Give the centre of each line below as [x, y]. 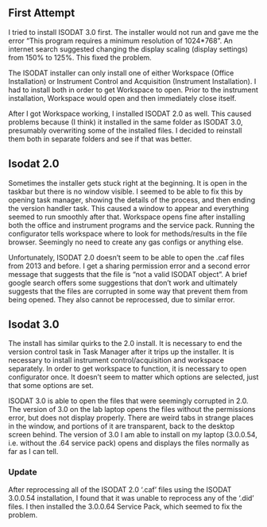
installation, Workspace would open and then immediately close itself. [122, 98]
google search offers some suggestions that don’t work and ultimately [123, 283]
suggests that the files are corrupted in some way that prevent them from [128, 291]
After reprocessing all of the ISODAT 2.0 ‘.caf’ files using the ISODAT [120, 489]
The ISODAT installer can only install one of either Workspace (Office [121, 73]
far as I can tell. [33, 452]
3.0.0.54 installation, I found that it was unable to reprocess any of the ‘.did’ [131, 498]
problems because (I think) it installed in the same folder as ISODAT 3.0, [126, 121]
